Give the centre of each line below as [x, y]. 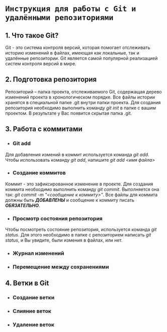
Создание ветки [33, 298]
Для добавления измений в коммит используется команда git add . [77, 154]
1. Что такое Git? [32, 35]
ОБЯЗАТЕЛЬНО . [23, 205]
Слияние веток [32, 311]
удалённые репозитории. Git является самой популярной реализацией [81, 58]
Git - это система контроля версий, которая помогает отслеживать [78, 48]
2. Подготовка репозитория [51, 80]
